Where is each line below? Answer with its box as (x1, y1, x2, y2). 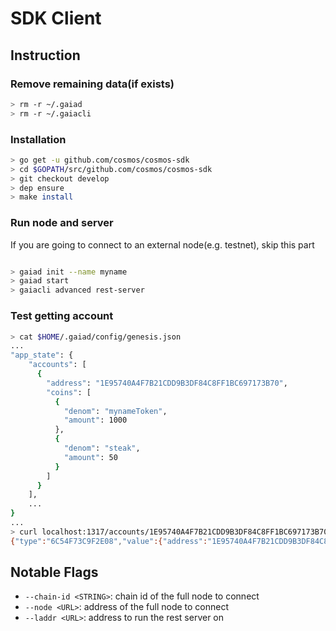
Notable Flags (10, 564, 99, 581)
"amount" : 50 (63, 452, 118, 462)
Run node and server (10, 216, 114, 230)
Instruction (10, 47, 81, 64)
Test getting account (10, 309, 114, 323)
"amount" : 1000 (63, 415, 128, 426)
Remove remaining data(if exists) (10, 77, 175, 91)
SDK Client (10, 7, 102, 30)
